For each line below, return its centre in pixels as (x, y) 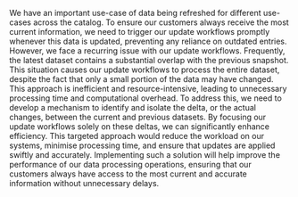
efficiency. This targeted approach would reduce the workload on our (137, 136)
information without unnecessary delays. (84, 183)
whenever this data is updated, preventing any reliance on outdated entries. (148, 41)
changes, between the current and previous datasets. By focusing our (138, 117)
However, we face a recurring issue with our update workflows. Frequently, (147, 51)
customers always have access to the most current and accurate (128, 174)
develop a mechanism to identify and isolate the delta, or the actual (133, 107)
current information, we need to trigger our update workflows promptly (140, 32)
